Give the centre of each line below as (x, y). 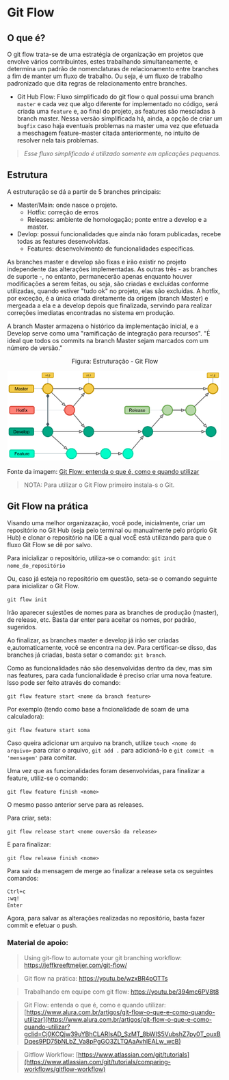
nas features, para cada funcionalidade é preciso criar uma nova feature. (110, 675)
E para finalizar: (29, 844)
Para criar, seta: (29, 818)
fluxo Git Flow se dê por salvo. (50, 544)
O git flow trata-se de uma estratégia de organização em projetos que (105, 54)
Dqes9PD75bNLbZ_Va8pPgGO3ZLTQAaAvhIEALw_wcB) (102, 1041)
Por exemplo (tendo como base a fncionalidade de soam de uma (98, 709)
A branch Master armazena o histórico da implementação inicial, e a (103, 326)
